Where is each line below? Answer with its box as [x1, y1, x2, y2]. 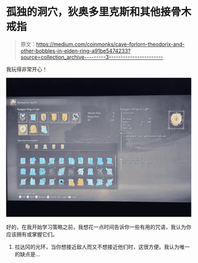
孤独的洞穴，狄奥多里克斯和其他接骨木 [6, 5, 192, 19]
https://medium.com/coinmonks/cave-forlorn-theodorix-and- [36, 41, 185, 48]
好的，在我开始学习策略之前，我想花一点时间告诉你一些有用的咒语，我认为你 [6, 223, 192, 230]
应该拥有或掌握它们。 [6, 231, 58, 238]
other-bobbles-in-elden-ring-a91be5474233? [20, 47, 131, 54]
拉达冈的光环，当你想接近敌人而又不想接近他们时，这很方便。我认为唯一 [14, 243, 190, 250]
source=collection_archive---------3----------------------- [20, 54, 163, 61]
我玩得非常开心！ [6, 65, 48, 72]
